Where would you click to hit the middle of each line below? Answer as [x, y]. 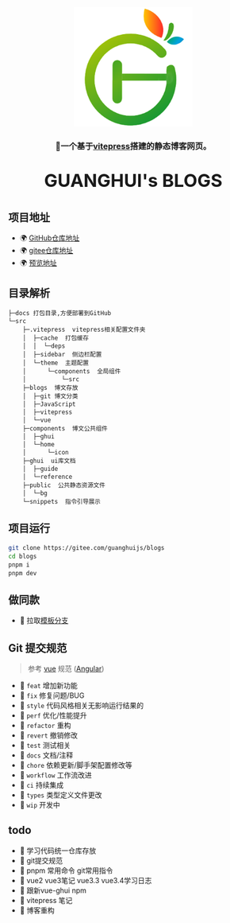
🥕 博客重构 [37, 910]
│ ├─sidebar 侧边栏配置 [62, 355]
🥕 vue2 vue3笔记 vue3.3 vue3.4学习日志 [86, 880]
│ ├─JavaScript [50, 404]
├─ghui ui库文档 [49, 461]
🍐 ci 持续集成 [42, 785]
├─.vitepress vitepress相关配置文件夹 [84, 330]
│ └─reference [48, 477]
